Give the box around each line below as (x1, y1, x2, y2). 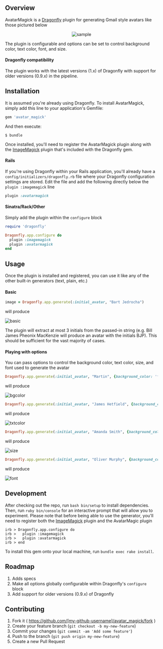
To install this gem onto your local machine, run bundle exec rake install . (5, 548, 154, 554)
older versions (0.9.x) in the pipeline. (5, 73, 79, 79)
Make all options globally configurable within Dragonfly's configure (12, 580, 147, 586)
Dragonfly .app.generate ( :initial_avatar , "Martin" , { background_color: (5, 374, 153, 379)
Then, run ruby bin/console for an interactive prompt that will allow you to (5, 508, 153, 513)
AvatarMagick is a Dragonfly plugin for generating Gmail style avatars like (5, 17, 152, 22)
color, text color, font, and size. (5, 46, 67, 52)
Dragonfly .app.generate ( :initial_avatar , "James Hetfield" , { (5, 402, 133, 407)
